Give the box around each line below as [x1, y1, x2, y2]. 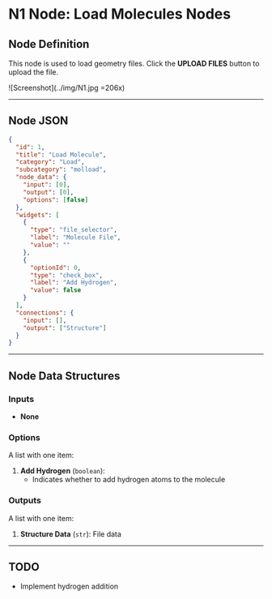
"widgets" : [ [15, 211, 60, 219]
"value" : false [29, 286, 82, 294]
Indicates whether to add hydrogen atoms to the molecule [32, 475, 226, 485]
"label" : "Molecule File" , [29, 233, 121, 242]
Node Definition [8, 37, 90, 51]
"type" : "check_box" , [29, 271, 104, 280]
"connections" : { [15, 309, 74, 317]
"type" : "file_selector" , [29, 226, 117, 234]
